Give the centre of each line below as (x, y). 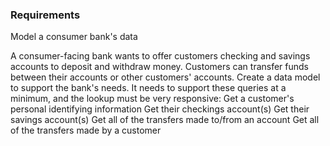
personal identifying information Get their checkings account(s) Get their (160, 109)
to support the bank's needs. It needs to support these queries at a (148, 88)
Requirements (45, 15)
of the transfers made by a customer (86, 130)
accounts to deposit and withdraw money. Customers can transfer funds (160, 67)
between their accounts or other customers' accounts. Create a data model (165, 77)
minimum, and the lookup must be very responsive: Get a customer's (152, 99)
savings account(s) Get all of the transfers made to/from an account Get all (165, 120)
